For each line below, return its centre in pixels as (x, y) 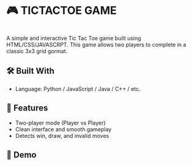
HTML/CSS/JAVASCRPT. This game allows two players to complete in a (96, 45)
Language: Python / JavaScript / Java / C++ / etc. (78, 88)
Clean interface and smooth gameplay (63, 129)
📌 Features (27, 108)
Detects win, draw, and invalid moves (62, 135)
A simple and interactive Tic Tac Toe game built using (74, 38)
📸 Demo (21, 155)
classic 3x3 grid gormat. (37, 51)
